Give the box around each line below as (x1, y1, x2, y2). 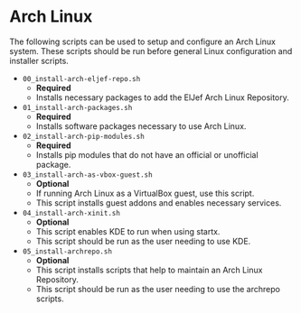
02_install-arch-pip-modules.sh (22, 132, 145, 141)
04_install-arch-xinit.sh (22, 208, 120, 217)
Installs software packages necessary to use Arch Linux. (35, 120, 247, 132)
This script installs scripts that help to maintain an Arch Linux (35, 264, 263, 275)
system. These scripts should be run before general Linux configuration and (9, 45, 293, 56)
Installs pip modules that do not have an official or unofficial (35, 149, 259, 160)
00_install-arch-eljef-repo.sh (22, 74, 141, 83)
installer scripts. (9, 55, 70, 66)
